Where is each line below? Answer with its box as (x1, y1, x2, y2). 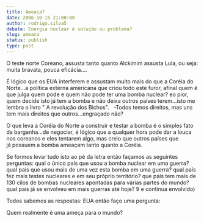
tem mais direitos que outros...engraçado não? (6, 110, 124, 117)
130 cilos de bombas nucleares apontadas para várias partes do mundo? (6, 179, 189, 186)
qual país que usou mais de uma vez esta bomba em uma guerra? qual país (6, 165, 197, 173)
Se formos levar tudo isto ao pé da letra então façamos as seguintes (6, 153, 178, 160)
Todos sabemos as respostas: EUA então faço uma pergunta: (6, 197, 161, 204)
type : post (6, 43, 34, 49)
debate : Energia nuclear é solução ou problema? (6, 26, 133, 32)
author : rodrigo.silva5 (6, 20, 67, 26)
